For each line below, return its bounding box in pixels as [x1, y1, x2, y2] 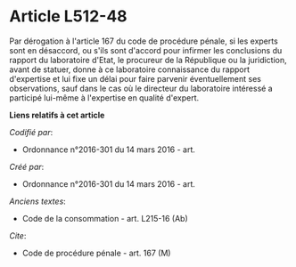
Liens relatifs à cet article [9, 109, 105, 120]
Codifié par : [9, 126, 53, 137]
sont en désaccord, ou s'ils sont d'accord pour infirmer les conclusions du [9, 44, 283, 55]
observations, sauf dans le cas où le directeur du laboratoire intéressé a [9, 83, 274, 93]
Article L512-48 [9, 6, 127, 27]
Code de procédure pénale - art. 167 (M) [21, 247, 171, 258]
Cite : [9, 230, 27, 241]
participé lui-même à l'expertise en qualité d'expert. [9, 92, 200, 103]
